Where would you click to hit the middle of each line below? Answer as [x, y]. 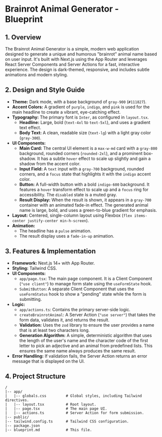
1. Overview [23, 37]
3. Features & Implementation [50, 251]
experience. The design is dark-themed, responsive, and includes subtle [77, 70]
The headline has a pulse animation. [55, 231]
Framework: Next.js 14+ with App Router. [53, 263]
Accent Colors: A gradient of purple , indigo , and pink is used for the [81, 107]
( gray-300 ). [30, 138]
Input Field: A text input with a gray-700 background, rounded [82, 169]
